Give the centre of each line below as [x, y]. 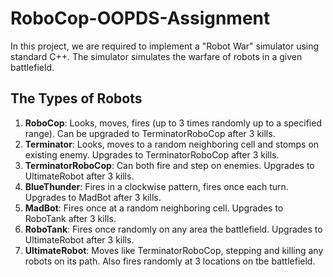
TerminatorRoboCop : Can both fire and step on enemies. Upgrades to [169, 165]
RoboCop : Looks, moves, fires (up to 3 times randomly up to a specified [173, 123]
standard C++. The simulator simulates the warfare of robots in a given [156, 56]
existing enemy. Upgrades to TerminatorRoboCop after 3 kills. [152, 154]
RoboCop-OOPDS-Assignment [140, 18]
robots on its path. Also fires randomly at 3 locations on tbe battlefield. [170, 261]
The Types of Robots [76, 98]
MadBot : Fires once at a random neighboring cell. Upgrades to [154, 208]
